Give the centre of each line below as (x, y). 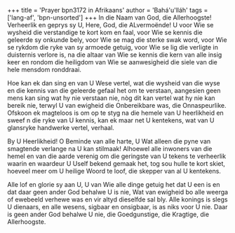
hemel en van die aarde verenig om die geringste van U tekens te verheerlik (117, 156)
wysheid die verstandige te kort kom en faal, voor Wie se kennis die (105, 32)
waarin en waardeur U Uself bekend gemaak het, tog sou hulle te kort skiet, (116, 163)
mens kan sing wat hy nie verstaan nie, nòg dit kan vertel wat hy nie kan (111, 98)
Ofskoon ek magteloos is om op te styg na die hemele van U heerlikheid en (116, 113)
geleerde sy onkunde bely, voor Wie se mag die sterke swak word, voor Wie (117, 40)
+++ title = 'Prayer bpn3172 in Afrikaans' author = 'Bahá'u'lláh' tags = (108, 10)
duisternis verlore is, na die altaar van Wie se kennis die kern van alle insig (115, 55)
